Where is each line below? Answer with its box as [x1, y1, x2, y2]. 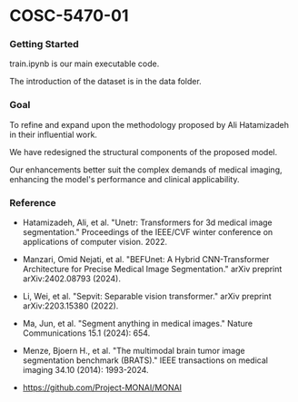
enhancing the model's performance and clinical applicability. [9, 173, 240, 184]
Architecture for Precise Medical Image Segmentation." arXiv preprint [22, 264, 283, 275]
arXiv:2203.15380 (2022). [22, 300, 119, 311]
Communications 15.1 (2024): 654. [22, 328, 151, 338]
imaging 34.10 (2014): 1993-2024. [22, 365, 149, 376]
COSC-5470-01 [9, 5, 129, 26]
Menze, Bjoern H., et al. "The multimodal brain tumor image [22, 346, 245, 357]
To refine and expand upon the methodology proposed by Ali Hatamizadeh [9, 119, 289, 130]
